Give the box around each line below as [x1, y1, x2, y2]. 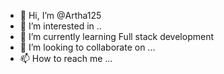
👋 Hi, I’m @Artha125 [19, 10, 102, 21]
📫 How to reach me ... [19, 53, 113, 64]
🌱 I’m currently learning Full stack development [19, 31, 214, 42]
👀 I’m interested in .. [19, 20, 102, 32]
